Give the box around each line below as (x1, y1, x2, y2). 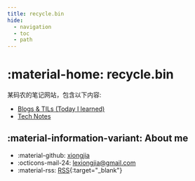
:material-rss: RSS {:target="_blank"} (17, 166, 123, 174)
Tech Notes (17, 112, 51, 121)
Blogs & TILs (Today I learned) (17, 105, 105, 113)
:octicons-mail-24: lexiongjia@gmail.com (17, 159, 136, 167)
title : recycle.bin (7, 10, 65, 18)
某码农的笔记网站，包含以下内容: (7, 90, 102, 99)
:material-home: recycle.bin (7, 67, 174, 83)
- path (13, 36, 33, 43)
